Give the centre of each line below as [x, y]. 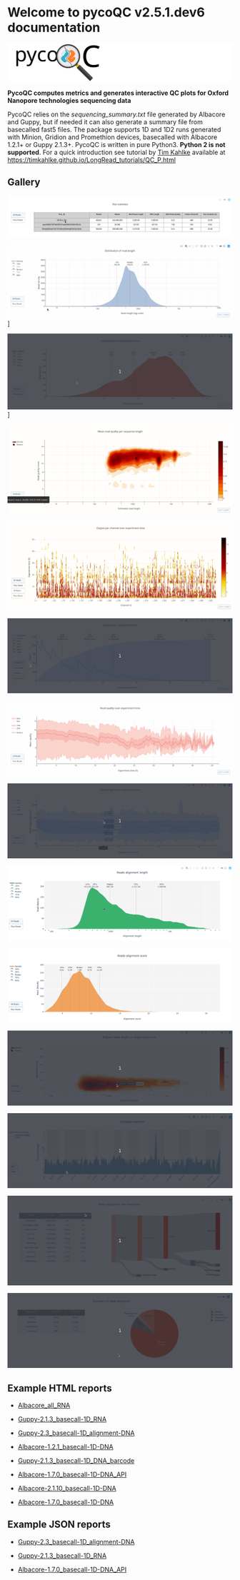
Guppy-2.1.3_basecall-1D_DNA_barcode [76, 1460]
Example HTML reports [60, 1388]
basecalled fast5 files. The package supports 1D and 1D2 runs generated [114, 130]
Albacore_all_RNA [44, 1405]
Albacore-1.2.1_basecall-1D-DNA [65, 1446]
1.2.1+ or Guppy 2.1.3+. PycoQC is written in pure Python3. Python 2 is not [116, 145]
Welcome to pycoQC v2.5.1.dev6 [106, 12]
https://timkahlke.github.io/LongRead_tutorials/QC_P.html [92, 160]
